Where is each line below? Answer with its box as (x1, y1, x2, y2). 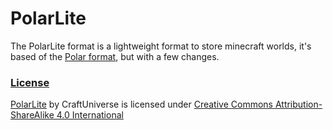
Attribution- (274, 98, 323, 111)
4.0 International (56, 109, 124, 121)
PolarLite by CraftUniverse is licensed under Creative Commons (10, 98, 273, 111)
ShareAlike (10, 109, 55, 121)
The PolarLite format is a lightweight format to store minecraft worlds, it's (10, 40, 312, 52)
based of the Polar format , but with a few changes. (10, 50, 220, 62)
